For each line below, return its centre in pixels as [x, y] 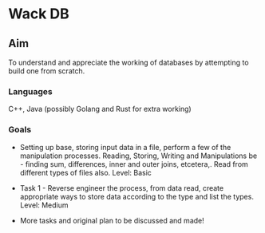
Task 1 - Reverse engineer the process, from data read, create [122, 188]
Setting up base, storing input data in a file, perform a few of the [125, 147]
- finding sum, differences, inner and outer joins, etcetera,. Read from [134, 164]
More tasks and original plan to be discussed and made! [112, 220]
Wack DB [39, 14]
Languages [31, 91]
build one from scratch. [47, 71]
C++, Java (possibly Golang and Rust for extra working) [100, 109]
